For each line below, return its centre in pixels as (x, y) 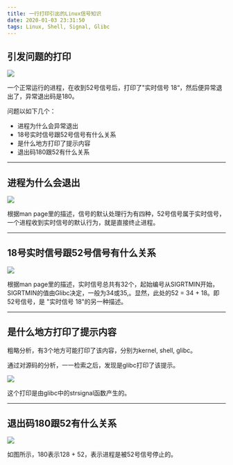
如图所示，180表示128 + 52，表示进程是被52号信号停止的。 (92, 455)
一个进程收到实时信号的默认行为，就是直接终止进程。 (83, 222)
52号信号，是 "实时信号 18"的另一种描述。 (67, 301)
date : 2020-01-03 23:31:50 (46, 20)
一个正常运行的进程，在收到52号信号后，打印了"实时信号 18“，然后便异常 (112, 88)
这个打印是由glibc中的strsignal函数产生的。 (69, 393)
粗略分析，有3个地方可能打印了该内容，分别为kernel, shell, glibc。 (102, 350)
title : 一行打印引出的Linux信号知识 (54, 14)
